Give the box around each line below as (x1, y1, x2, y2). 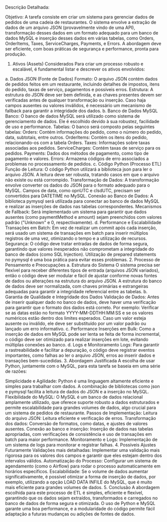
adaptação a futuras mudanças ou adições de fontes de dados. (5, 511, 136, 517)
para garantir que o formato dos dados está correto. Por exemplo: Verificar (5, 305, 159, 310)
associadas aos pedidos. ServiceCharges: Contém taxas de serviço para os (5, 145, 161, 151)
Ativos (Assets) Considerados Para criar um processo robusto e (12, 61, 144, 67)
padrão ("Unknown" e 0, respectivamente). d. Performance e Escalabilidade (5, 220, 162, 225)
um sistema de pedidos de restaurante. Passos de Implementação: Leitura (5, 410, 158, 416)
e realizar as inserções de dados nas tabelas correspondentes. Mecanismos (5, 204, 162, 209)
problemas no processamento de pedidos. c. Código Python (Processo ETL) (5, 161, 162, 167)
